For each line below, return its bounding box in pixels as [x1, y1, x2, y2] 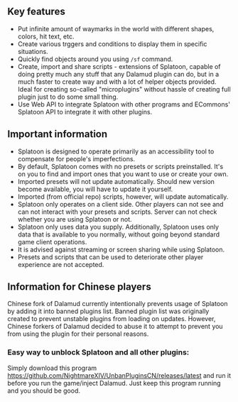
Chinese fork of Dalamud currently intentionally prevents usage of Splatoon [7, 300, 228, 308]
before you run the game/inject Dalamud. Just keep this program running [7, 379, 222, 387]
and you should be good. [7, 386, 80, 395]
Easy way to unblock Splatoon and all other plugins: [7, 347, 190, 357]
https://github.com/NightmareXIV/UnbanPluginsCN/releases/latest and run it [7, 371, 232, 379]
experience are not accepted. [17, 260, 104, 268]
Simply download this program [7, 364, 97, 372]
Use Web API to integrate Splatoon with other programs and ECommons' [17, 99, 231, 109]
